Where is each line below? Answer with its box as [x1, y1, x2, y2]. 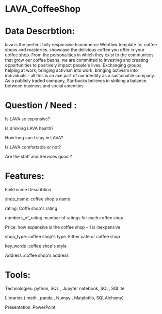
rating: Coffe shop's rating [5, 205, 57, 211]
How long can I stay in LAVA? [5, 135, 63, 141]
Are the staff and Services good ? [5, 154, 72, 160]
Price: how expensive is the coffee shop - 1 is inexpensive [5, 224, 121, 230]
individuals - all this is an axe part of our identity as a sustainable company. [5, 73, 155, 79]
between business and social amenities [5, 83, 84, 89]
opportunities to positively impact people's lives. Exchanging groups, [5, 62, 143, 68]
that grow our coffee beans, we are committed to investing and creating [5, 57, 148, 63]
